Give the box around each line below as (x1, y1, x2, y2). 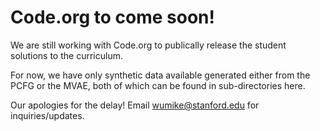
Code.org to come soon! (10, 6, 215, 29)
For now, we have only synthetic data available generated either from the (10, 69, 311, 81)
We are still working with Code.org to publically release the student (10, 39, 287, 51)
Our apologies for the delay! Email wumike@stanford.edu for (10, 99, 260, 111)
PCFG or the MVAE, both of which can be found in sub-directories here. (10, 79, 306, 91)
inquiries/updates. (10, 109, 85, 121)
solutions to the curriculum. (10, 49, 123, 61)
